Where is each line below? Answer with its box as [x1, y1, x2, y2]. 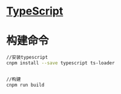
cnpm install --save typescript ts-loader [6, 60, 115, 66]
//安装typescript [6, 55, 48, 61]
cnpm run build [6, 82, 45, 88]
